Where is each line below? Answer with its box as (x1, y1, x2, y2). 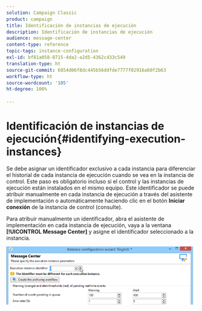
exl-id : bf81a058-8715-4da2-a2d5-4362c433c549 (6, 54, 126, 60)
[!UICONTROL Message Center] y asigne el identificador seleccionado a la (6, 228, 194, 235)
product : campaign (6, 16, 53, 22)
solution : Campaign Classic (6, 10, 77, 16)
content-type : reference (6, 42, 69, 48)
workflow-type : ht (6, 73, 53, 80)
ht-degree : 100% (6, 86, 47, 92)
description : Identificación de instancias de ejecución (6, 29, 153, 35)
